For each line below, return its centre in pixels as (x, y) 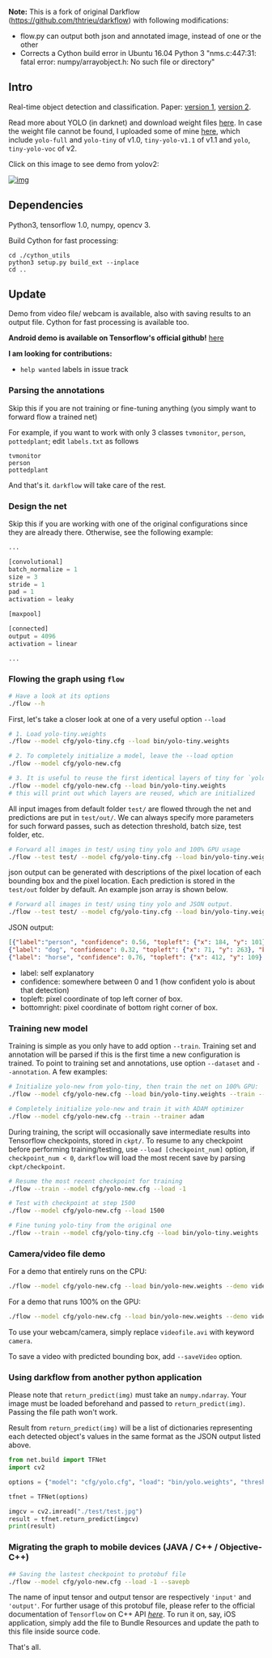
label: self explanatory (57, 972)
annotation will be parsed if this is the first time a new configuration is (124, 1055)
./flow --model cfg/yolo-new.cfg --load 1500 (86, 1211)
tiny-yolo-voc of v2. (42, 148)
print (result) (32, 1527)
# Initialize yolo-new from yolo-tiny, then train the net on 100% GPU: (134, 1087)
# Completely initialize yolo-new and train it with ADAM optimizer (126, 1109)
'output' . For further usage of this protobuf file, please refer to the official (132, 1606)
